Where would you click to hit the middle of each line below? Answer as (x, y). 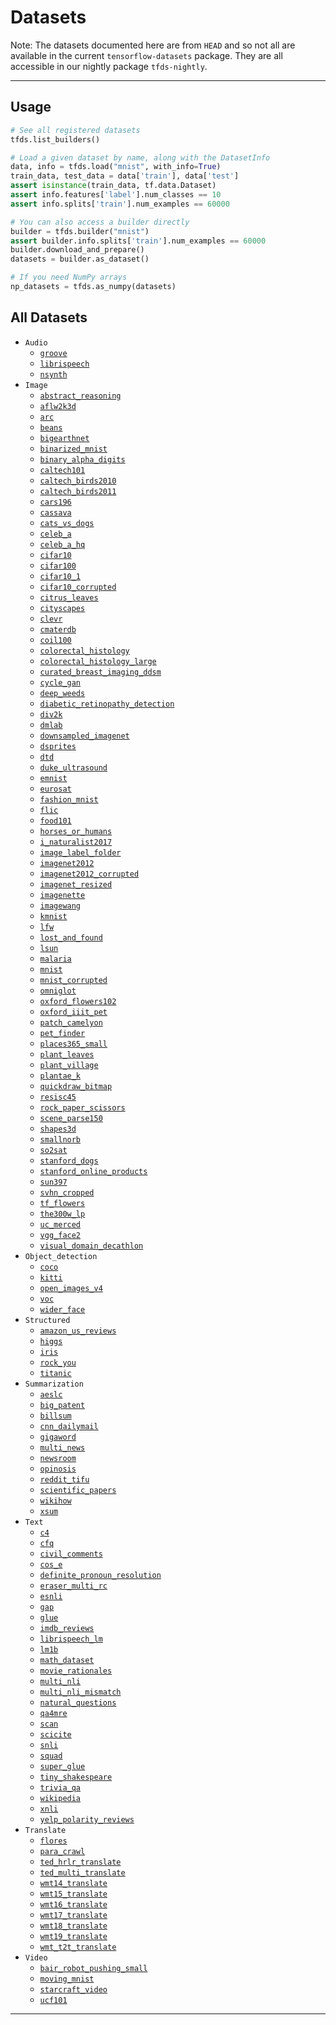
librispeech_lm (71, 1639)
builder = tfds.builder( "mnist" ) (80, 231)
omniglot (58, 991)
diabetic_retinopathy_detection (107, 704)
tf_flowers (62, 1203)
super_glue (62, 1766)
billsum (55, 1416)
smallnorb (60, 1139)
